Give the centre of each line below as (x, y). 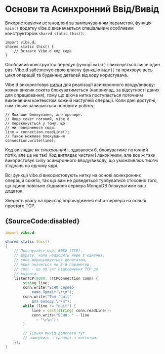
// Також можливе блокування (35, 136)
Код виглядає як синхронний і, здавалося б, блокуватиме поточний (77, 150)
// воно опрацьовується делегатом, (51, 260)
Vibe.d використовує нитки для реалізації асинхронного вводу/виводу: (80, 85)
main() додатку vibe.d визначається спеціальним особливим (69, 28)
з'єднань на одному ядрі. (32, 165)
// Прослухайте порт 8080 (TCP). (48, 251)
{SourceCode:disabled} (42, 221)
